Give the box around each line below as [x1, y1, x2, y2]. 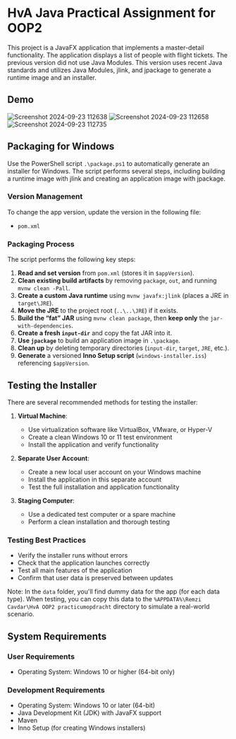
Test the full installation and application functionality [27, 482, 180, 491]
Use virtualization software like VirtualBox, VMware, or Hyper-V [27, 425, 213, 433]
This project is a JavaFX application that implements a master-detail [7, 43, 204, 52]
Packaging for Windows [7, 140, 115, 152]
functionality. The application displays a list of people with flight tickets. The [7, 51, 228, 59]
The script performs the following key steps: [7, 256, 136, 264]
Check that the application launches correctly [17, 559, 150, 567]
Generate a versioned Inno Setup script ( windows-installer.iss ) [17, 352, 207, 360]
